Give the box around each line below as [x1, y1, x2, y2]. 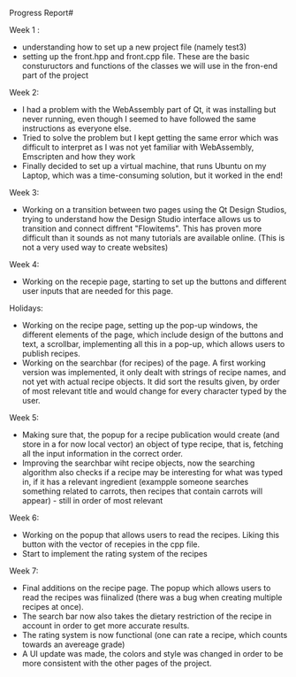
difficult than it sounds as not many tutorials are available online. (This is [21, 233, 285, 242]
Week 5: [9, 412, 40, 423]
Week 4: [9, 259, 40, 269]
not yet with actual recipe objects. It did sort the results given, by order [21, 376, 280, 387]
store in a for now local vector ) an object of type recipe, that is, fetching [21, 439, 284, 450]
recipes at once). [21, 602, 84, 612]
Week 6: [9, 512, 40, 523]
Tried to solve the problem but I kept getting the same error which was [21, 133, 279, 142]
